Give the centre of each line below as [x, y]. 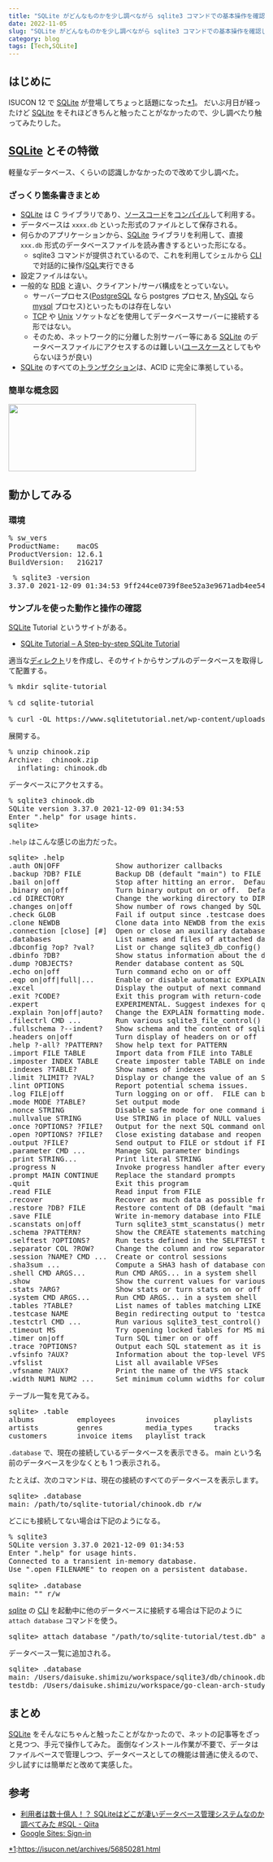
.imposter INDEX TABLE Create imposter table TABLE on [126, 1061]
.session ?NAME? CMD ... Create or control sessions [118, 1257]
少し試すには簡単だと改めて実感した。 [72, 1765]
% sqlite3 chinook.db [52, 801]
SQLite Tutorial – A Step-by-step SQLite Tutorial [100, 643]
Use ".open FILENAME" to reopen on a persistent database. [129, 1570]
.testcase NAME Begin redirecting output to [120, 1314]
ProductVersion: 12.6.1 [56, 554]
